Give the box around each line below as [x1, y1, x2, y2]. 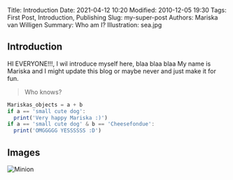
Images [7, 147, 41, 158]
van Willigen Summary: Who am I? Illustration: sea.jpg [7, 21, 162, 29]
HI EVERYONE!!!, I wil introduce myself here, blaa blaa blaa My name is [7, 59, 211, 68]
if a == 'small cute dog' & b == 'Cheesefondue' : [7, 121, 155, 128]
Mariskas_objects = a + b [7, 101, 83, 108]
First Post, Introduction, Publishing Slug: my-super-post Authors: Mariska [7, 13, 218, 22]
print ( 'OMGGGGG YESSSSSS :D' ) [13, 127, 101, 135]
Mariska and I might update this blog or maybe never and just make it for [7, 66, 217, 75]
